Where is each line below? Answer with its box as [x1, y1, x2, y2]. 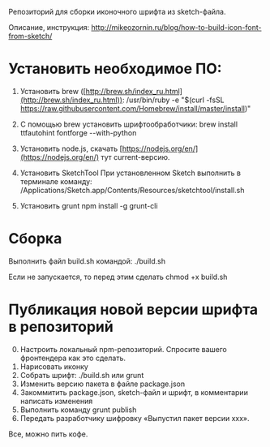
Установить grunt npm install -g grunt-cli [19, 200, 158, 210]
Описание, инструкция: [8, 23, 90, 32]
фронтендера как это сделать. [19, 353, 126, 363]
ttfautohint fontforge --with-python [19, 127, 137, 137]
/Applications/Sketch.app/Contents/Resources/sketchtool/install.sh [19, 185, 245, 195]
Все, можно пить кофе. [8, 429, 88, 439]
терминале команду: [19, 176, 92, 186]
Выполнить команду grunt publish [19, 405, 137, 415]
